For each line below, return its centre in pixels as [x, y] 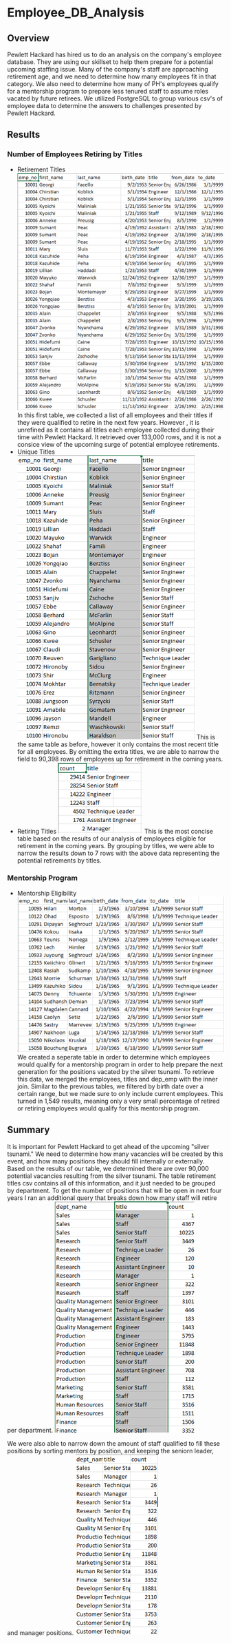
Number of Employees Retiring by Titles [75, 154]
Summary [29, 1130]
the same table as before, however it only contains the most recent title [118, 744]
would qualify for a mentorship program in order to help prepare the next [120, 1064]
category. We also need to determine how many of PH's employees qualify [113, 84]
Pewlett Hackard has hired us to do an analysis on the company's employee [114, 54]
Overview [29, 38]
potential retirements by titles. [59, 860]
